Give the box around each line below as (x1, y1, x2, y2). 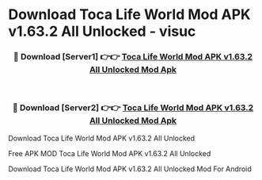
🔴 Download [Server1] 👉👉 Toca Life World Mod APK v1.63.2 (13, 52, 253, 63)
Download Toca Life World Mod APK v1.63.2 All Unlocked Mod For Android (8, 164, 252, 174)
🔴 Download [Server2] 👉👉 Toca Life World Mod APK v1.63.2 (12, 102, 254, 113)
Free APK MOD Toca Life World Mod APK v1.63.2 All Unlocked (8, 148, 211, 158)
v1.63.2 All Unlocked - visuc (8, 22, 196, 40)
